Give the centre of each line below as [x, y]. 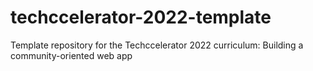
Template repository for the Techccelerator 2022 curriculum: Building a [157, 45]
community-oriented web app [71, 55]
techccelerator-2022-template [141, 17]
